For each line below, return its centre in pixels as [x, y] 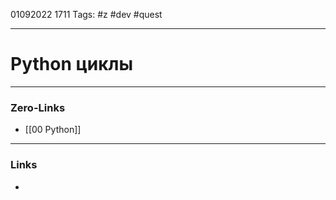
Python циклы [72, 64]
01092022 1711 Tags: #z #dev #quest [86, 14]
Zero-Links [38, 107]
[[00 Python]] [53, 130]
